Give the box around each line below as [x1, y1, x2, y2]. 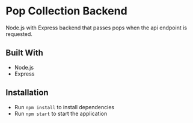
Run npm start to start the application [14, 110, 108, 117]
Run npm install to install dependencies [14, 103, 115, 110]
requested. [5, 30, 32, 37]
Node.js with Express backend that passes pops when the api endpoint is [5, 24, 188, 31]
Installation [5, 88, 49, 98]
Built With [5, 48, 43, 58]
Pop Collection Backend [5, 4, 127, 18]
